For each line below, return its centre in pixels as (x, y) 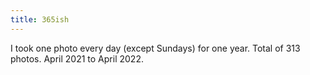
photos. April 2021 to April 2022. (77, 58)
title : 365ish (40, 19)
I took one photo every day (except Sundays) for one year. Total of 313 (155, 48)
